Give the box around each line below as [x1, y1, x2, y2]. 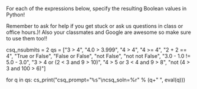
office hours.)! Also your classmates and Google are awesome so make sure [6, 29, 192, 36]
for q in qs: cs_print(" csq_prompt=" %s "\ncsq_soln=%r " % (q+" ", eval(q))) [6, 76, 186, 83]
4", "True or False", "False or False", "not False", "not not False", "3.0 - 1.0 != [6, 53, 191, 59]
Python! [6, 11, 25, 18]
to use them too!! [6, 35, 48, 42]
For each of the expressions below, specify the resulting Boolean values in [6, 5, 187, 12]
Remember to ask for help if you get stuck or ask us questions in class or [6, 23, 183, 29]
